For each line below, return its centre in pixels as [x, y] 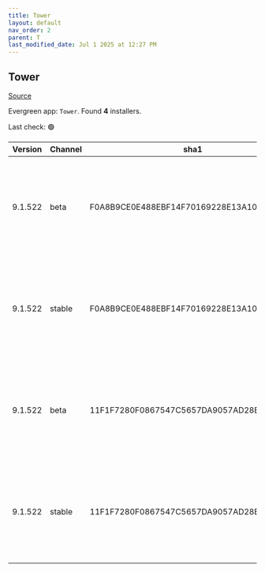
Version [27, 149]
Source [20, 95]
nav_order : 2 [30, 30]
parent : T [24, 37]
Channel [66, 149]
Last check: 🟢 [32, 126]
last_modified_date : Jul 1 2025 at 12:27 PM [82, 45]
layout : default [35, 23]
